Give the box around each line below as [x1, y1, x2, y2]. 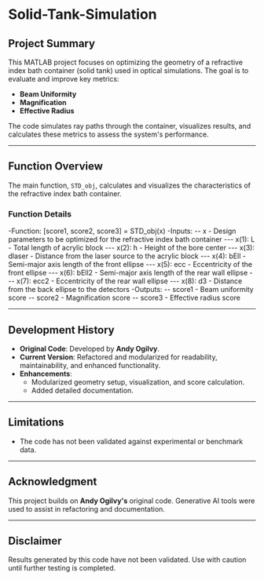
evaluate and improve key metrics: [8, 75, 119, 83]
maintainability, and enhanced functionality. [19, 360, 161, 370]
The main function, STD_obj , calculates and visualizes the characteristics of [8, 181, 251, 190]
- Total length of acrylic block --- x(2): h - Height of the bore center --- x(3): [8, 243, 255, 253]
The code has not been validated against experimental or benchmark [19, 436, 244, 446]
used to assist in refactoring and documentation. [8, 504, 165, 513]
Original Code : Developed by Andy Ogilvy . [19, 344, 159, 353]
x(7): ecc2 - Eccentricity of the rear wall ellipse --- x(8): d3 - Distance [16, 276, 243, 286]
